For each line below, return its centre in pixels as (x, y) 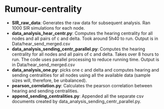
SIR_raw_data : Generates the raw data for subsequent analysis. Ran (81, 23)
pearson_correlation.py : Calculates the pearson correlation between (82, 85)
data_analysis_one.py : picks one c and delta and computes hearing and (85, 70)
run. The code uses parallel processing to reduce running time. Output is (85, 59)
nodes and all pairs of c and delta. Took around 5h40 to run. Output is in (85, 38)
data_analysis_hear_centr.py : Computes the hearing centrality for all (82, 33)
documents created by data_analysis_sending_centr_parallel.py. (76, 101)
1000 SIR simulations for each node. (48, 28)
